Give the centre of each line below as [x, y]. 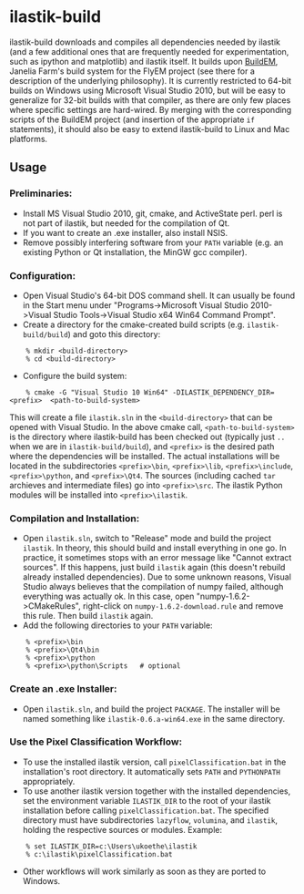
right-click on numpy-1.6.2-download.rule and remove [183, 606]
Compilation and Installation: [75, 519]
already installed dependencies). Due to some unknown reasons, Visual [157, 577]
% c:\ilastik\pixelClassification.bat [99, 854]
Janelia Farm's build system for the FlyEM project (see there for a [132, 71]
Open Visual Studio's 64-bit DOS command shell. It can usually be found [159, 295]
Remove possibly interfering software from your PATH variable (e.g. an [153, 242]
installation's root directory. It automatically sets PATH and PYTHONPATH [151, 771]
